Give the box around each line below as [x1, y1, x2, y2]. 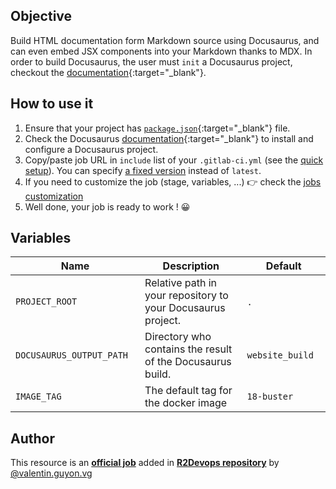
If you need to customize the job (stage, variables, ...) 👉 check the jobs [24, 175, 322, 188]
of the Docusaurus [144, 355, 232, 369]
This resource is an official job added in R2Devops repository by [10, 457, 280, 469]
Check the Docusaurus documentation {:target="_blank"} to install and [24, 132, 314, 144]
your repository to [144, 289, 229, 303]
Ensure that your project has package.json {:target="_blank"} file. [24, 122, 291, 134]
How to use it [10, 95, 94, 113]
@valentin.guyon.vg [10, 467, 93, 479]
